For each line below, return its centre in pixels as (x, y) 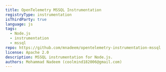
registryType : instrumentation (39, 15)
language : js (19, 24)
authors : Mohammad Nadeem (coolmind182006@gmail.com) (64, 62)
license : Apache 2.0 (27, 52)
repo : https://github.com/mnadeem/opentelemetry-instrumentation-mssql (83, 48)
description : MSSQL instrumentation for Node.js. (59, 57)
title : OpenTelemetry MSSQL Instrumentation (53, 10)
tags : (11, 29)
